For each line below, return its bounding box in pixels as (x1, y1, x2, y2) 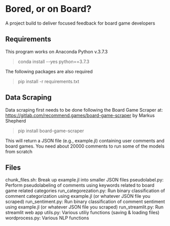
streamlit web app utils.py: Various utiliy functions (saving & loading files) (5, 210, 160, 216)
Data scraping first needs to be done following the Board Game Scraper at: (5, 107, 163, 113)
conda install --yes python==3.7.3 (17, 58, 90, 65)
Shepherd (5, 117, 27, 124)
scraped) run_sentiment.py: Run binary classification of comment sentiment (5, 198, 165, 205)
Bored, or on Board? (5, 3, 92, 15)
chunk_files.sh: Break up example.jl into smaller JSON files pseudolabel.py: (5, 177, 164, 183)
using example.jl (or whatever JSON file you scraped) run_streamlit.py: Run (5, 204, 164, 210)
